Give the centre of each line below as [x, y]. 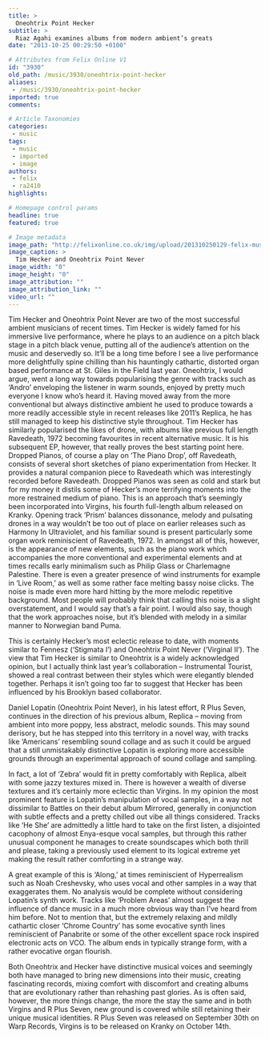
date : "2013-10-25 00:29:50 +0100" [68, 46]
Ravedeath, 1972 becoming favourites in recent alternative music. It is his [129, 439]
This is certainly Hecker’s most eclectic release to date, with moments [124, 641]
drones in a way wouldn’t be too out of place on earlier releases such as [127, 524]
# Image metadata [37, 237]
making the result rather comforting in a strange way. [96, 859]
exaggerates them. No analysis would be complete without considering [125, 892]
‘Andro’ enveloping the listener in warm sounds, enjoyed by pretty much [127, 387]
